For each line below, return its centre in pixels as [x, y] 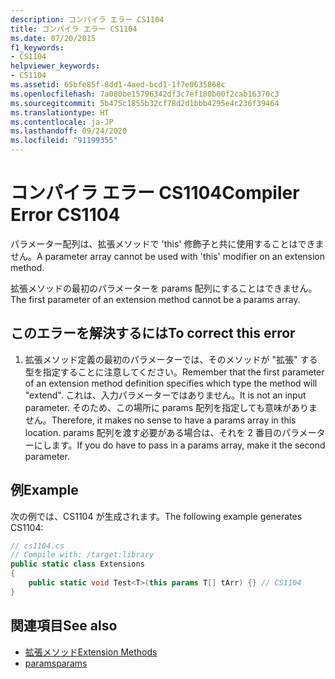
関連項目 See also [64, 626]
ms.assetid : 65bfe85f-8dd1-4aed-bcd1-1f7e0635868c [118, 85]
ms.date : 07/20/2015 [53, 38]
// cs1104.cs [37, 546]
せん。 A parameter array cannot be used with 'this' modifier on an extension [168, 256]
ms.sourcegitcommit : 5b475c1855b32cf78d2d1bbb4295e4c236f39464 [145, 103]
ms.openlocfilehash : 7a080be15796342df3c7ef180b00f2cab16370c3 [145, 94]
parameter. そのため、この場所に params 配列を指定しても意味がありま [171, 407]
